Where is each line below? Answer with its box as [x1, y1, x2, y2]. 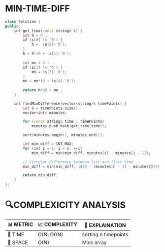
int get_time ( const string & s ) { [14, 28, 83, 33]
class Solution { [5, 19, 41, 24]
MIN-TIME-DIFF [5, 3, 70, 14]
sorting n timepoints [82, 231, 129, 238]
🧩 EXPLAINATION [84, 222, 126, 228]
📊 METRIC [7, 221, 33, 227]
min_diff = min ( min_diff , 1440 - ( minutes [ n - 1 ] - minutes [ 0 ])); [23, 164, 162, 169]
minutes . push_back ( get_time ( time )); [31, 124, 107, 129]
